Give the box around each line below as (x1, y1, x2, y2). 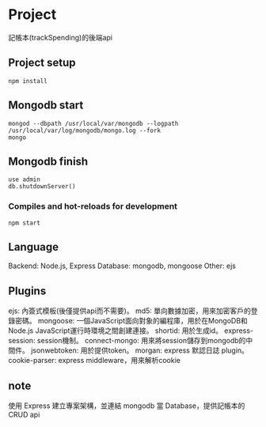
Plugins (8, 284, 47, 297)
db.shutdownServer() (8, 183, 77, 191)
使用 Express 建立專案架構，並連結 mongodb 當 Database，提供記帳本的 (8, 401, 245, 410)
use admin (8, 176, 41, 183)
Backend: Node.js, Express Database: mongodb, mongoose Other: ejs (8, 261, 236, 270)
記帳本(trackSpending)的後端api (8, 32, 113, 42)
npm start (8, 219, 41, 227)
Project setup (8, 56, 77, 70)
